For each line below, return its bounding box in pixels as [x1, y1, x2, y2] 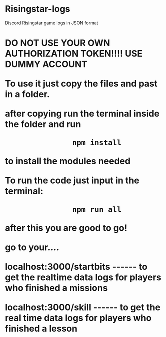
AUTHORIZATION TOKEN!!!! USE [5, 48, 143, 59]
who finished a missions [5, 282, 108, 294]
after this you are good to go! [5, 222, 127, 234]
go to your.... [5, 242, 60, 253]
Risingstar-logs [5, 3, 71, 15]
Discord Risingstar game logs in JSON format [5, 20, 98, 26]
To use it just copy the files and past [5, 78, 158, 89]
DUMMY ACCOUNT [5, 59, 88, 70]
